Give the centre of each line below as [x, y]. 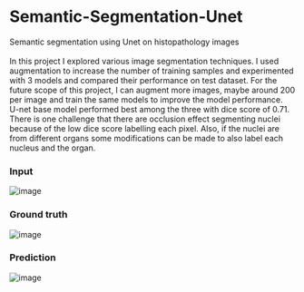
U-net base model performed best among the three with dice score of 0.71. [150, 109]
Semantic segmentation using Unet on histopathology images [124, 42]
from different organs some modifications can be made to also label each [147, 138]
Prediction [33, 258]
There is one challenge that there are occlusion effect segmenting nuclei [145, 119]
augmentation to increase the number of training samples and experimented [152, 71]
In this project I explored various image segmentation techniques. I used [144, 61]
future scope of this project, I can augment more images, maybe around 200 [152, 90]
